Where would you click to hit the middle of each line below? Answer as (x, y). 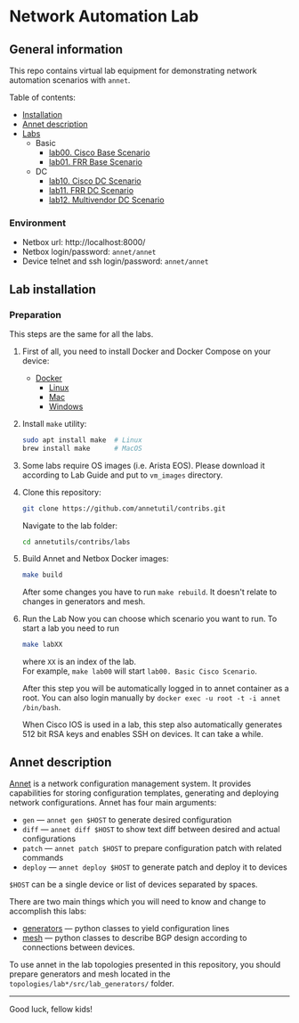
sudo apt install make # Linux (82, 440)
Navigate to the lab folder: (70, 525)
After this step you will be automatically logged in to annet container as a (155, 689)
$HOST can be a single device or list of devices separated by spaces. (133, 885)
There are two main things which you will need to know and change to (138, 902)
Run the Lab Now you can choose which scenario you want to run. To (149, 619)
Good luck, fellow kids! (51, 1010)
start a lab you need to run (71, 628)
